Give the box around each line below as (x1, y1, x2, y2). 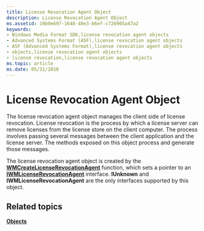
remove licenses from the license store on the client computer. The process (6, 126, 198, 133)
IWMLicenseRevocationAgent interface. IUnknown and (6, 170, 149, 178)
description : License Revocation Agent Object (6, 15, 128, 21)
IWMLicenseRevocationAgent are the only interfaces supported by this (6, 177, 189, 184)
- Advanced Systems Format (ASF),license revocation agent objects (6, 37, 183, 44)
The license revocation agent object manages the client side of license (6, 113, 186, 120)
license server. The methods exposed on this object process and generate (6, 139, 195, 146)
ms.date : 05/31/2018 (6, 66, 60, 72)
